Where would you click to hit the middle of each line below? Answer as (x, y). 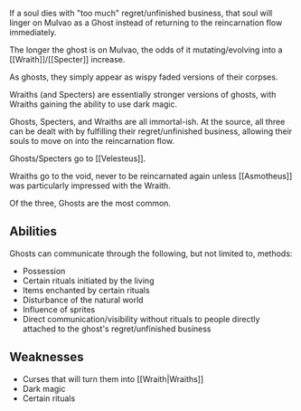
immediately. (33, 32)
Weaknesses (47, 357)
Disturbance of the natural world (83, 300)
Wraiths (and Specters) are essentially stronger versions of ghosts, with (143, 95)
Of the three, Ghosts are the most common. (90, 203)
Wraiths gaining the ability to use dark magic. (94, 104)
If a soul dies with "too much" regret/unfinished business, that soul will (141, 13)
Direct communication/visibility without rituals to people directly (141, 319)
